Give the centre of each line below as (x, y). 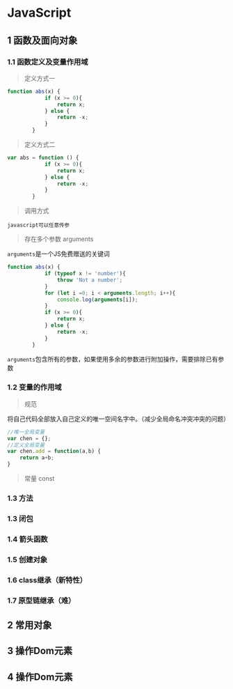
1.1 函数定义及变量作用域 (48, 62)
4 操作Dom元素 (40, 677)
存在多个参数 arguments (59, 239)
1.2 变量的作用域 (34, 387)
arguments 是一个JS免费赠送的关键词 (58, 254)
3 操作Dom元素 (40, 651)
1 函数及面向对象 (42, 40)
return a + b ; (37, 458)
